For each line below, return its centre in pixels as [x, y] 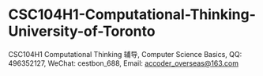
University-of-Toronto [82, 31]
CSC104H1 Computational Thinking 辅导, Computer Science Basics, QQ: [125, 54]
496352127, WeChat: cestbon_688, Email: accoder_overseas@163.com [124, 63]
